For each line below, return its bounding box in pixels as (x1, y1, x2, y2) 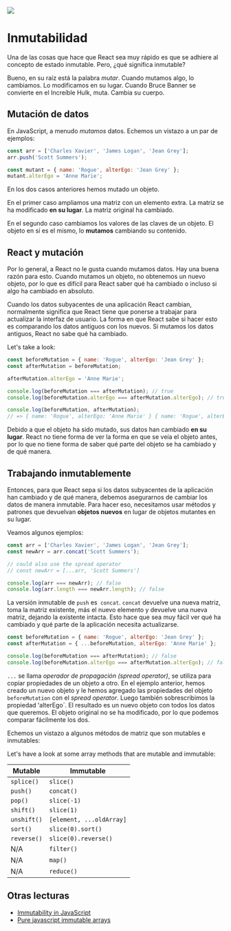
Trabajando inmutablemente (7, 467, 132, 479)
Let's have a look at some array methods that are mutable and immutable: (7, 749, 216, 758)
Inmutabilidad (7, 30, 88, 46)
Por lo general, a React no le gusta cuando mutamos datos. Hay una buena (7, 265, 219, 273)
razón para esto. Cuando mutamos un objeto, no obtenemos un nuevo (7, 273, 206, 281)
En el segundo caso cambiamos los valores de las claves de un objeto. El (7, 219, 214, 228)
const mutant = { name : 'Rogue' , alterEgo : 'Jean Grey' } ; (7, 166, 180, 173)
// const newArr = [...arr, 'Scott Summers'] (7, 567, 140, 574)
